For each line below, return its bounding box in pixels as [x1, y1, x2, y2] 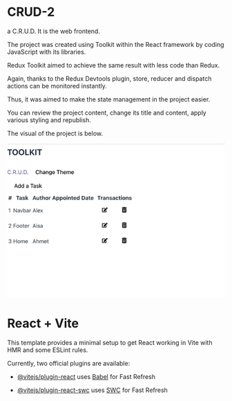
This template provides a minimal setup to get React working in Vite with [7, 338, 213, 346]
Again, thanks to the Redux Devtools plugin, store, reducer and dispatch [7, 74, 212, 83]
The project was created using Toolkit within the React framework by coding [7, 40, 224, 48]
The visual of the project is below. [7, 129, 104, 137]
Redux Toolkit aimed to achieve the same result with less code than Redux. [7, 61, 220, 69]
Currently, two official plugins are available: [7, 359, 130, 367]
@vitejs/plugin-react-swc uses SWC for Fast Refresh [17, 386, 168, 394]
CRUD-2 [7, 4, 55, 20]
